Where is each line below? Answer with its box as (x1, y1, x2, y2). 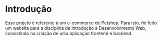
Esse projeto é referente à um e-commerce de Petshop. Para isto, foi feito (5, 20, 157, 26)
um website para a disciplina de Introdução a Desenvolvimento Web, (5, 25, 146, 31)
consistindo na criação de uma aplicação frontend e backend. (5, 30, 132, 36)
